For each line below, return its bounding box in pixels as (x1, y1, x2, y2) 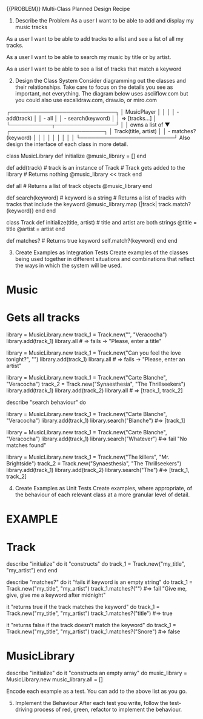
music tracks (15, 24, 47, 30)
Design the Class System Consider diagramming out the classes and (15, 77, 187, 84)
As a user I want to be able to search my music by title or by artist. (6, 54, 171, 60)
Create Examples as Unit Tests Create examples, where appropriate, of (15, 485, 193, 492)
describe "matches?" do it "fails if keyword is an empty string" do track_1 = (6, 578, 193, 586)
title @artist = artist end (6, 225, 65, 232)
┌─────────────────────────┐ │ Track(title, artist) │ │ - (6, 128, 171, 134)
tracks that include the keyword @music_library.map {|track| (6, 201, 158, 207)
